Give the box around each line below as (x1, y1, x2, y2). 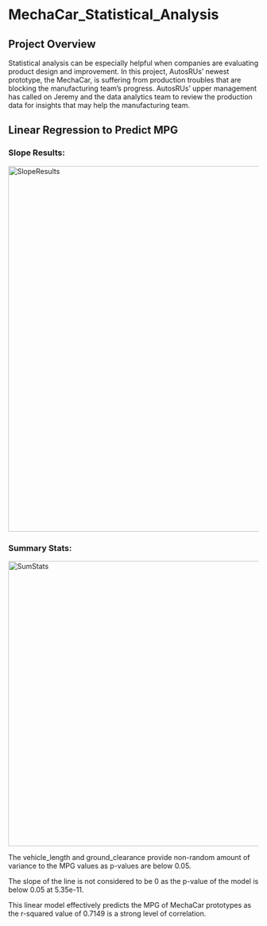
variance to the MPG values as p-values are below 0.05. (8, 861, 192, 870)
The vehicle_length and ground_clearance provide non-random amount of (8, 852, 250, 862)
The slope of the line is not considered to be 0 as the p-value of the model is (8, 876, 259, 885)
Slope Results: (8, 147, 65, 158)
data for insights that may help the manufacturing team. (8, 101, 191, 110)
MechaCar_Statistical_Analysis (8, 6, 219, 24)
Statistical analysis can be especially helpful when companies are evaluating (8, 58, 259, 68)
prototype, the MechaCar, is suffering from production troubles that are (8, 76, 242, 84)
